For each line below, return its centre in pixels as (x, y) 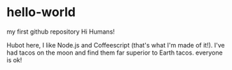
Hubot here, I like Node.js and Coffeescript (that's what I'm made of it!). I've (116, 45)
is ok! (14, 59)
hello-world (41, 12)
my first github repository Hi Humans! (61, 31)
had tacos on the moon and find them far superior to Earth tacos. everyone (115, 52)
